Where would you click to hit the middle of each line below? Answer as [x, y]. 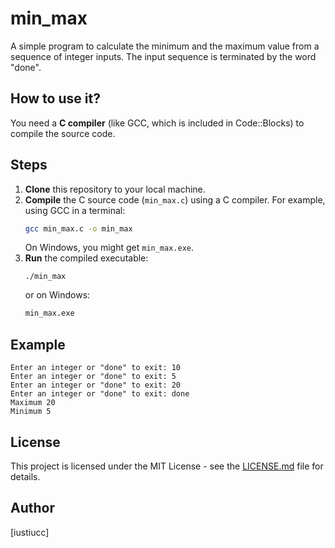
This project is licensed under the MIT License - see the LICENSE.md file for [167, 466]
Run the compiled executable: [86, 258]
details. [25, 476]
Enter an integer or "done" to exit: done [100, 394]
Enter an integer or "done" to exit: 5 [93, 377]
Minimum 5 [31, 412]
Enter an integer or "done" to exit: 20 [96, 385]
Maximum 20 [33, 403]
